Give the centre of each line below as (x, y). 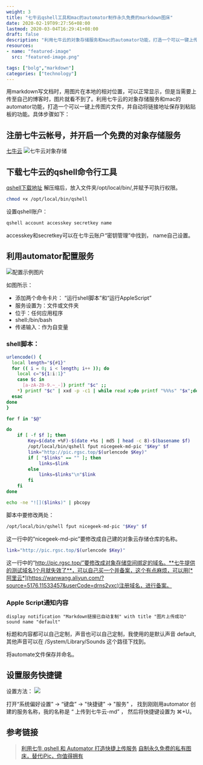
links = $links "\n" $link (67, 475)
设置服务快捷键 (34, 676)
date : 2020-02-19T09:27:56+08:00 (48, 23)
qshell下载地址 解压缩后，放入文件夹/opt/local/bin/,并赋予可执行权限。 (94, 188)
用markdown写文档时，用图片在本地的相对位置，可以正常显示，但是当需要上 (101, 92)
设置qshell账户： (27, 211)
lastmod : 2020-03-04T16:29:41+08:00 (52, 29)
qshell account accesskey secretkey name (59, 223)
